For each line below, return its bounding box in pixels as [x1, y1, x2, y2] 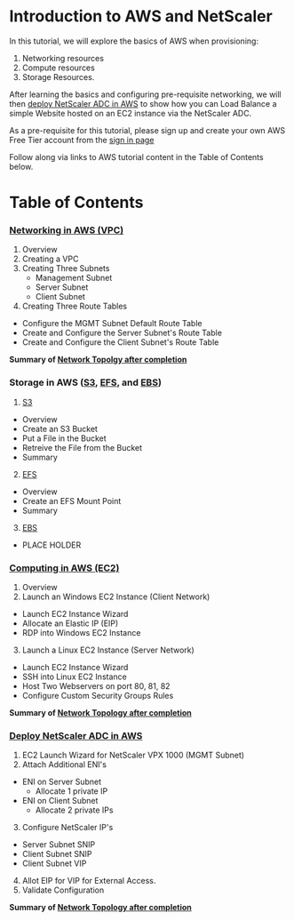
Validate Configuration [21, 885, 105, 895]
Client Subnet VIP [21, 858, 87, 869]
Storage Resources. [21, 71, 95, 82]
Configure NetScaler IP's [21, 822, 114, 833]
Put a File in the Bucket [21, 433, 107, 444]
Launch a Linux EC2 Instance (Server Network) [21, 645, 195, 655]
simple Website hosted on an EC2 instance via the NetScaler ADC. [9, 108, 252, 118]
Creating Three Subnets [21, 263, 110, 274]
